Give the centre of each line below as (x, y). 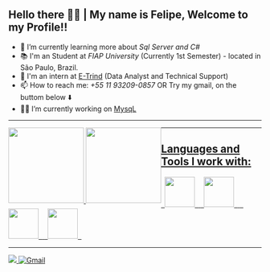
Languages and (200, 149)
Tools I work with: (206, 162)
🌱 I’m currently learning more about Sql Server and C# (110, 47)
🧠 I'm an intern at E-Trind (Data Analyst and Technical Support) (124, 76)
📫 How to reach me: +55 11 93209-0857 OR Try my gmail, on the (128, 84)
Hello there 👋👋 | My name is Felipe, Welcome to (129, 15)
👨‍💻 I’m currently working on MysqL (78, 109)
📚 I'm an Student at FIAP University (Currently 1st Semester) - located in (140, 56)
